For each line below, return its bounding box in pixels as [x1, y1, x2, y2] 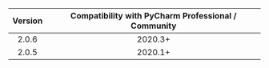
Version [12, 15, 43, 26]
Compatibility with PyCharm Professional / [70, 10, 238, 21]
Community [130, 20, 177, 31]
